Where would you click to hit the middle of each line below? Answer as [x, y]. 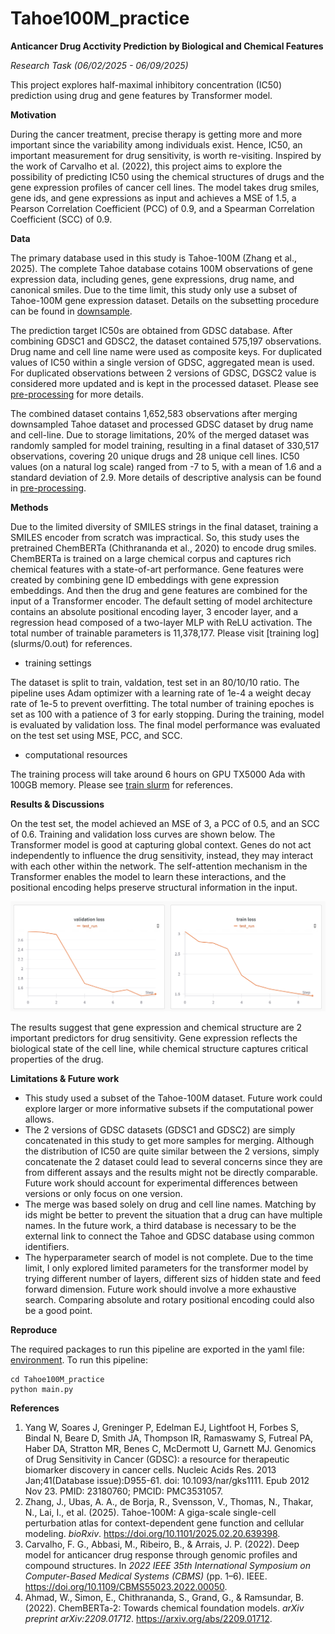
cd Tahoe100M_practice [57, 1379]
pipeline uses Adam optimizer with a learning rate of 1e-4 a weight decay [161, 693]
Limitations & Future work [65, 1078]
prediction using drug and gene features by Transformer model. [141, 95]
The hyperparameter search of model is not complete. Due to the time [169, 1257]
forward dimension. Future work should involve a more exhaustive [160, 1289]
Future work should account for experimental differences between [161, 1183]
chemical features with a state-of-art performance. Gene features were [157, 569]
